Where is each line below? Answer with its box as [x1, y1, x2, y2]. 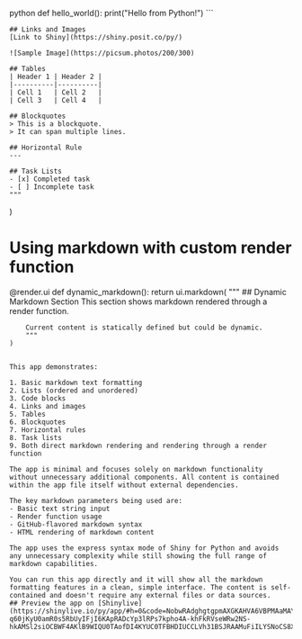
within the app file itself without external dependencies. [9, 481, 240, 490]
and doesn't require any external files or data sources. [49, 590, 271, 599]
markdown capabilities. [9, 559, 99, 568]
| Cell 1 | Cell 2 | [9, 88, 102, 97]
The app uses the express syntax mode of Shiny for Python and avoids [9, 544, 280, 553]
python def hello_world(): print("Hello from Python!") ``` [9, 8, 214, 18]
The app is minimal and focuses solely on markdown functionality [9, 464, 263, 473]
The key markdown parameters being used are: [9, 496, 182, 505]
